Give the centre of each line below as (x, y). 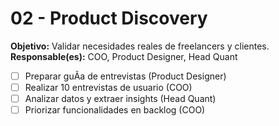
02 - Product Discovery (109, 18)
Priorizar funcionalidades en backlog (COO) (115, 110)
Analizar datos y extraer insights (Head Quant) (120, 99)
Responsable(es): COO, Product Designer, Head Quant (124, 56)
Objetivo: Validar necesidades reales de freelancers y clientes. (140, 46)
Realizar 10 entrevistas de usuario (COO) (108, 87)
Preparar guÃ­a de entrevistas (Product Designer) (125, 76)
